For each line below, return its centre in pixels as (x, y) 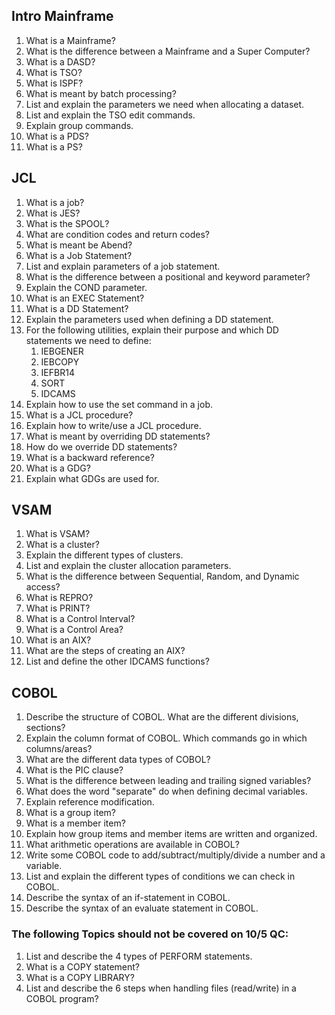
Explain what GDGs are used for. (92, 478)
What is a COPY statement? (83, 966)
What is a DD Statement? (77, 308)
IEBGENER (62, 351)
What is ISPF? (54, 83)
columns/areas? (59, 749)
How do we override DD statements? (101, 446)
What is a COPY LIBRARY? (80, 977)
